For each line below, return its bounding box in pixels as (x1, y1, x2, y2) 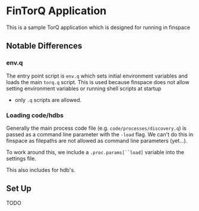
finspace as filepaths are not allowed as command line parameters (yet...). (6, 137, 188, 144)
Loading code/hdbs (6, 111, 64, 119)
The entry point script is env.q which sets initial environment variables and (6, 72, 188, 79)
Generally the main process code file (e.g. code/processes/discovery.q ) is (6, 124, 187, 132)
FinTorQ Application (6, 4, 107, 18)
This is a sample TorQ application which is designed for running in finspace (6, 24, 191, 31)
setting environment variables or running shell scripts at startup (6, 85, 162, 92)
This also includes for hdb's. (6, 166, 75, 173)
